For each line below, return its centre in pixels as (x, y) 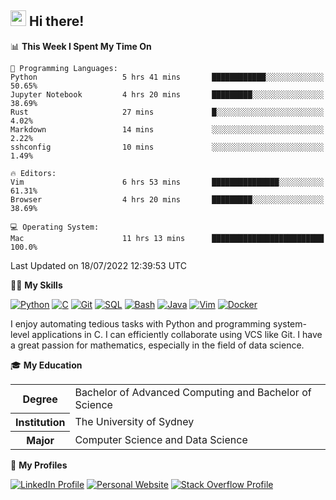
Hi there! (56, 21)
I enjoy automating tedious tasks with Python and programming (141, 323)
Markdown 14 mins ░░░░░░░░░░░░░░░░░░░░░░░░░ (167, 129)
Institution (40, 423)
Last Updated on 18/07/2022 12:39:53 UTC (98, 265)
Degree (40, 399)
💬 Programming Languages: (64, 68)
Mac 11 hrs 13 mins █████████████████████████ (167, 238)
